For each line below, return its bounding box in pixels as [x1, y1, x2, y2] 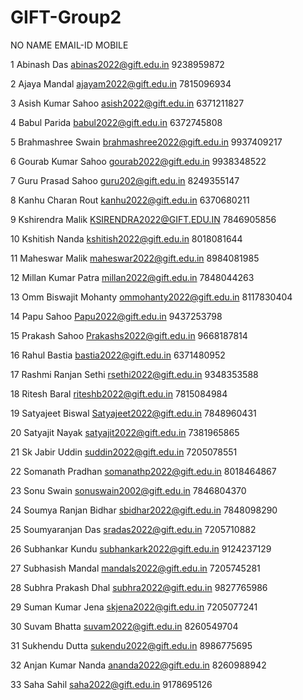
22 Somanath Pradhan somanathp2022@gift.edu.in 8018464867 [10, 465, 277, 477]
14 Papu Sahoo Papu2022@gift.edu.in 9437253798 [10, 310, 223, 322]
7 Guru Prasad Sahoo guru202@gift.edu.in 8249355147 [10, 174, 240, 186]
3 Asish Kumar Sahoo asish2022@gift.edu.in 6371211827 [10, 97, 245, 109]
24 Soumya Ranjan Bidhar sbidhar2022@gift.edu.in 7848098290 [10, 504, 278, 516]
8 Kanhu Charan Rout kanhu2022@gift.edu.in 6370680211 [10, 194, 250, 206]
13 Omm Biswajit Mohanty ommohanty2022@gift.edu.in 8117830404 [10, 291, 293, 303]
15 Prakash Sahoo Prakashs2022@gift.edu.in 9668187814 [10, 329, 248, 341]
